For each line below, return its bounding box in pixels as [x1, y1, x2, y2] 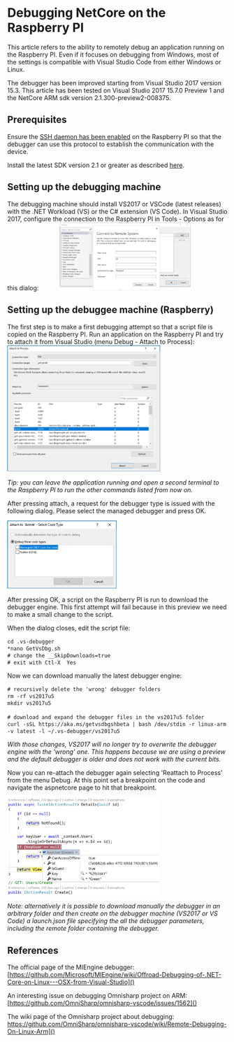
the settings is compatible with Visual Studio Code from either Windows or [7, 57, 221, 66]
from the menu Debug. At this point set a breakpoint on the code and [7, 776, 205, 784]
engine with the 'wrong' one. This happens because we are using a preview [7, 747, 226, 756]
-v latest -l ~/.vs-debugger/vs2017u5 [7, 727, 120, 735]
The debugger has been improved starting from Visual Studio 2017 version [7, 78, 222, 87]
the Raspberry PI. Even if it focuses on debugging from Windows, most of [7, 50, 219, 59]
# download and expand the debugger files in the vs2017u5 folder [7, 713, 205, 721]
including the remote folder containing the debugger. [7, 925, 159, 933]
